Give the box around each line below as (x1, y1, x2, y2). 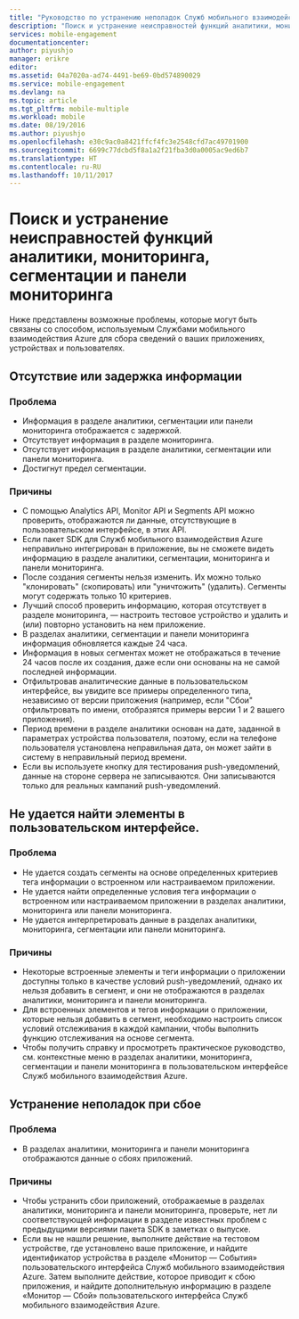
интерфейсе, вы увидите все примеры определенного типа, (21, 686, 252, 697)
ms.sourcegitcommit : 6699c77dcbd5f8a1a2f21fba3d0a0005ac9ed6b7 (9, 145, 249, 154)
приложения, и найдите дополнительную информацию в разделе (21, 1281, 271, 1291)
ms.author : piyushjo (9, 129, 86, 138)
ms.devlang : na (9, 87, 66, 96)
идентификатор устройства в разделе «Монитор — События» (21, 1252, 258, 1263)
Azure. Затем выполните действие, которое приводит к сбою (21, 1272, 256, 1282)
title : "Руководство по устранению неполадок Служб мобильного (9, 12, 249, 22)
